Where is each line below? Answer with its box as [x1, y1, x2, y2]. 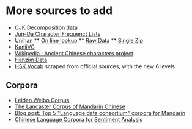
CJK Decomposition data [14, 24, 78, 31]
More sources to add [6, 4, 113, 18]
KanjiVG [14, 43, 35, 51]
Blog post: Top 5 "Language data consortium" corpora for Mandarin [14, 109, 186, 116]
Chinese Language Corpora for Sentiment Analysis [14, 116, 143, 123]
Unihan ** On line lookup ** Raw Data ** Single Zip [14, 37, 143, 44]
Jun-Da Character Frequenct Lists [14, 30, 101, 37]
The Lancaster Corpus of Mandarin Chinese [14, 103, 126, 110]
